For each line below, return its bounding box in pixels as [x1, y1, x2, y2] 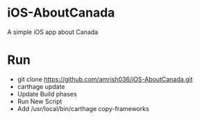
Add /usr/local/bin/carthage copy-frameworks [17, 104, 149, 112]
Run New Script [17, 97, 62, 105]
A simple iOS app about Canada [7, 28, 99, 36]
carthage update [17, 82, 65, 91]
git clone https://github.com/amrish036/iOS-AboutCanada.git [17, 75, 193, 83]
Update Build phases [17, 89, 78, 98]
